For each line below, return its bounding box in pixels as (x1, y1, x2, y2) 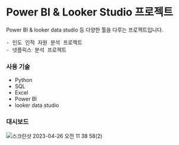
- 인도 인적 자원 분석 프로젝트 (6, 39, 83, 46)
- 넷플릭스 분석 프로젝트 (6, 46, 67, 53)
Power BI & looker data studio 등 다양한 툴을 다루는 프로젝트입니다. (6, 26, 164, 33)
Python (14, 77, 33, 84)
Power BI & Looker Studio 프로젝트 (6, 5, 173, 19)
